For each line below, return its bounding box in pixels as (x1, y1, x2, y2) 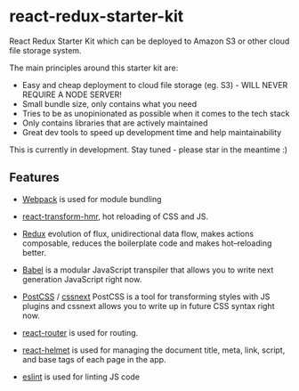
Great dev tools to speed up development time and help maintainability (21, 126, 282, 137)
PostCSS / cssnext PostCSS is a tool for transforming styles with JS (21, 291, 271, 302)
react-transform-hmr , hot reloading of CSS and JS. (21, 211, 209, 222)
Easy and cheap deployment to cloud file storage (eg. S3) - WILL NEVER (21, 79, 288, 90)
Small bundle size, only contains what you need (21, 98, 198, 109)
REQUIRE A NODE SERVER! (21, 89, 123, 100)
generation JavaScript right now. (21, 273, 142, 284)
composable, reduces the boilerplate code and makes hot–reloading (21, 238, 272, 248)
